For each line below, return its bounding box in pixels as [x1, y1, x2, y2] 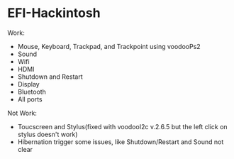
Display [17, 79, 40, 88]
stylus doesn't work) [17, 130, 78, 138]
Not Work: [7, 109, 38, 117]
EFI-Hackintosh [7, 5, 101, 21]
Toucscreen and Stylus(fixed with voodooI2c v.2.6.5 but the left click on [17, 122, 228, 131]
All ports [17, 94, 43, 104]
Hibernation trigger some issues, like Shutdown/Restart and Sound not [17, 137, 224, 146]
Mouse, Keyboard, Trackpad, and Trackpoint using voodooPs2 [17, 42, 201, 50]
